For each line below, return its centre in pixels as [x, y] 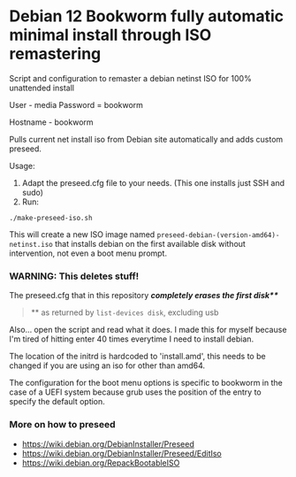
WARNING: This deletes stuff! [74, 276]
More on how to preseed [63, 425]
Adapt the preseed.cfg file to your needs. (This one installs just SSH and [153, 182]
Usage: [22, 165]
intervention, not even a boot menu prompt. [88, 253]
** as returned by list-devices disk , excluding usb [125, 312]
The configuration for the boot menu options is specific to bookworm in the [146, 383]
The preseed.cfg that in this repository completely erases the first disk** [144, 296]
